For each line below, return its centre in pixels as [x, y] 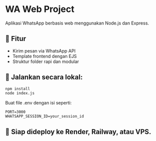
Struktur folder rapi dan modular [46, 61]
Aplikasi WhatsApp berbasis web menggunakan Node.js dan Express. [77, 23]
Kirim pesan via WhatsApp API [44, 50]
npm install [18, 88]
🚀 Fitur [16, 39]
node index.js [20, 93]
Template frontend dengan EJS [44, 56]
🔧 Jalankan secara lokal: [44, 77]
